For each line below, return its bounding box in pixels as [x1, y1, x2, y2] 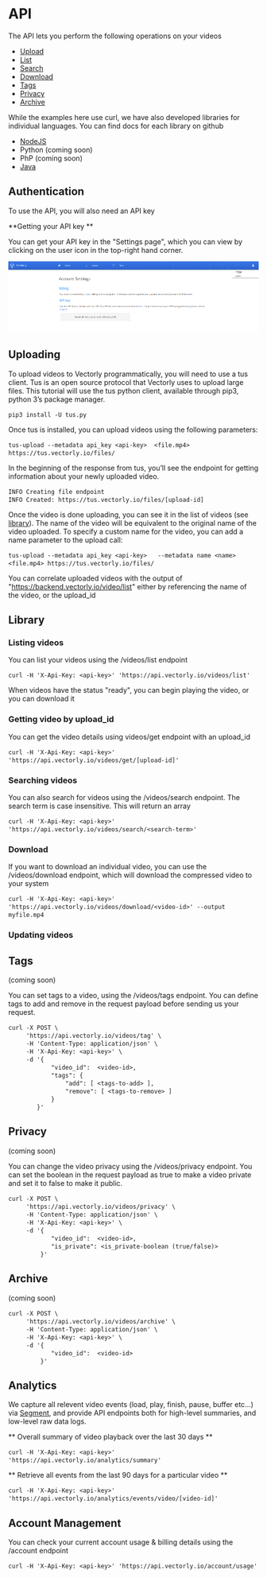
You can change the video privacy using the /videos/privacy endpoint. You [8, 1161, 253, 1171]
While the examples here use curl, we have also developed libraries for [8, 112, 240, 122]
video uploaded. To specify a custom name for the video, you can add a [8, 527, 244, 536]
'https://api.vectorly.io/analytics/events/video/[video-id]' [8, 1494, 219, 1503]
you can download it [8, 694, 75, 704]
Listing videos [8, 637, 64, 648]
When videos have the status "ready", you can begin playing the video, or [8, 686, 250, 695]
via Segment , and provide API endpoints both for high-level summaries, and [8, 1409, 257, 1418]
